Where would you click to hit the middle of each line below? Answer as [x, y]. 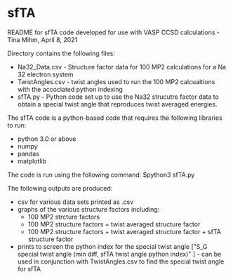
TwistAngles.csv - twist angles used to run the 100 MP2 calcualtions [116, 81]
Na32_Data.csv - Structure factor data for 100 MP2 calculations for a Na [122, 67]
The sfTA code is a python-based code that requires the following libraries [115, 118]
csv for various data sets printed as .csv [75, 202]
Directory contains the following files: [61, 53]
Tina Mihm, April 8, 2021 [42, 39]
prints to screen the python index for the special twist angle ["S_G [113, 246]
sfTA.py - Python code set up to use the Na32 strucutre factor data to [118, 97]
